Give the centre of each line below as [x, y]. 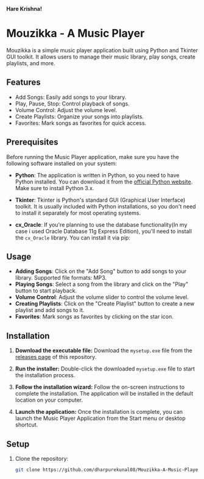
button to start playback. [46, 291]
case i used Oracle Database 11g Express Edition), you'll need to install [103, 231]
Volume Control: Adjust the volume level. [66, 110]
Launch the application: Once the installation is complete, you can [99, 412]
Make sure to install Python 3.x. [55, 188]
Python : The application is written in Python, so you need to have [97, 175]
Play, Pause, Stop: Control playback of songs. [72, 104]
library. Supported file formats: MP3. [61, 278]
